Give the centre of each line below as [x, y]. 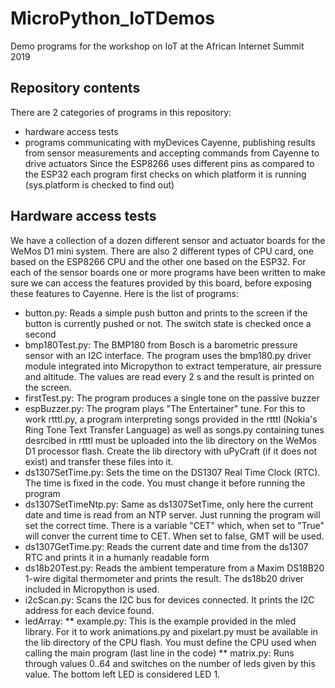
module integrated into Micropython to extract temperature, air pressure [173, 366]
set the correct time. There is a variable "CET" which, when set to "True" [174, 525]
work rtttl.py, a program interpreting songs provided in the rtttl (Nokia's [171, 419]
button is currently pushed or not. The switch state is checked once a [168, 323]
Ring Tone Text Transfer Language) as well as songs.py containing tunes [174, 429]
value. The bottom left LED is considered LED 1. [122, 674]
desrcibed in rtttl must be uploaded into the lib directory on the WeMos [170, 440]
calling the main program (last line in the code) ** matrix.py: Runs [159, 653]
